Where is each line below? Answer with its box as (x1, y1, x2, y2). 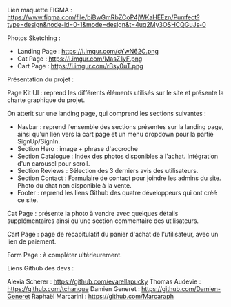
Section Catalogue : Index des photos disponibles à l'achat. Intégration (17, 152, 219, 160)
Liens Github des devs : (7, 264, 74, 272)
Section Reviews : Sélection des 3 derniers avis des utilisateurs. (17, 167, 199, 175)
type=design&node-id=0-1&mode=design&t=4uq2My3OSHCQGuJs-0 (7, 21, 207, 28)
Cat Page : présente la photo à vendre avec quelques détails (7, 210, 179, 217)
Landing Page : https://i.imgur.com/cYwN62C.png (17, 48, 159, 55)
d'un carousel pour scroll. (17, 159, 90, 168)
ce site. (17, 196, 39, 204)
